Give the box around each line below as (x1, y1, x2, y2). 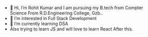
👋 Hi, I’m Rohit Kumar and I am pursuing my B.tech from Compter (9, 5, 144, 10)
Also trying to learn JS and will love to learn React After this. (9, 26, 134, 32)
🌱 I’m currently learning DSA (9, 20, 68, 26)
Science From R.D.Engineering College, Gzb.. (9, 10, 103, 16)
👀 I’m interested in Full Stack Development (9, 15, 97, 21)
